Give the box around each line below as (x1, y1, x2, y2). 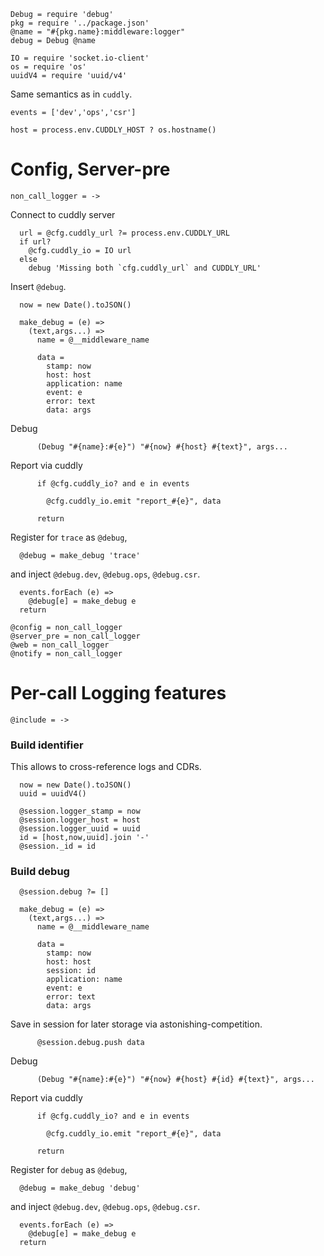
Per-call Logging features (10, 682, 227, 705)
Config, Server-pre (10, 158, 171, 181)
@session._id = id (19, 841, 97, 852)
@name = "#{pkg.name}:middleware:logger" (10, 27, 186, 37)
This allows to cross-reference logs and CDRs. (10, 761, 202, 773)
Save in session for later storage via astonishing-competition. (10, 1018, 263, 1030)
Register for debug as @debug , (10, 1164, 128, 1176)
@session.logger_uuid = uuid (19, 824, 141, 834)
